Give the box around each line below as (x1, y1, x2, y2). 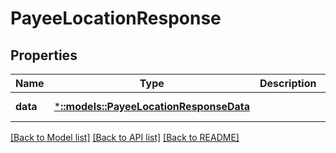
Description (259, 77, 317, 90)
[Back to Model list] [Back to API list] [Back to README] (10, 132, 240, 143)
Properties (10, 47, 78, 64)
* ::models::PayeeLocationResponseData (53, 100, 251, 113)
